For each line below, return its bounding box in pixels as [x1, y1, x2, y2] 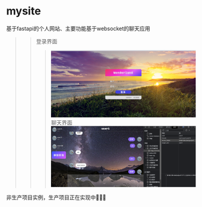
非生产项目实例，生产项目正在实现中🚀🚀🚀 [6, 194, 106, 201]
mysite [6, 4, 41, 18]
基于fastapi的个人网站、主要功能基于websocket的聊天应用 [6, 25, 150, 32]
